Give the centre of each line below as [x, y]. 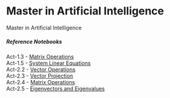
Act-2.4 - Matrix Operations [41, 82]
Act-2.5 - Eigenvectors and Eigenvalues [55, 88]
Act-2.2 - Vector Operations [41, 69]
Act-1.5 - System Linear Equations [49, 63]
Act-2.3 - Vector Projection [40, 76]
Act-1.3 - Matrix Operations [40, 57]
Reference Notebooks [34, 41]
